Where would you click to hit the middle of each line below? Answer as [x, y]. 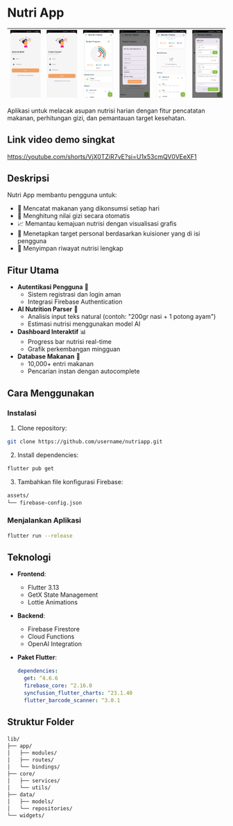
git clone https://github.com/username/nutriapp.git [85, 441]
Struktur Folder [41, 722]
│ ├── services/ [34, 780]
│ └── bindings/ [34, 767]
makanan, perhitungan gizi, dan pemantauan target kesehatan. [97, 118]
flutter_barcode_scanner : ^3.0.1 [72, 700]
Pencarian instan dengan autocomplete [84, 371]
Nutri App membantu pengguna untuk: [62, 195]
